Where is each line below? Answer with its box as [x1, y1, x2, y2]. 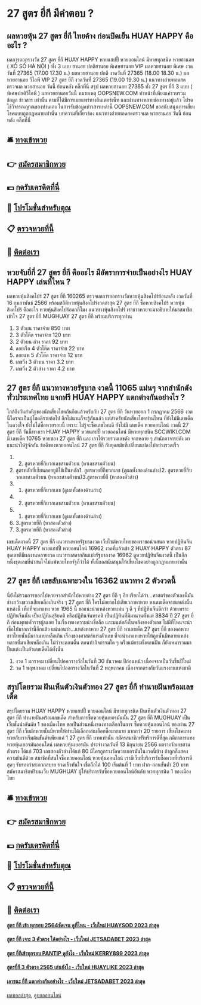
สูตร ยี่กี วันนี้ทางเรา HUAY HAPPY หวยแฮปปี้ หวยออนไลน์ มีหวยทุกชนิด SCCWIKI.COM [7, 428, 191, 435]
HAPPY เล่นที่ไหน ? [7, 276, 71, 287]
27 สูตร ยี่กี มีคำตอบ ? [7, 7, 94, 20]
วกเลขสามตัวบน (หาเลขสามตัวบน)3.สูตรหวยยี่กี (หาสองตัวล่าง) [15, 473, 139, 480]
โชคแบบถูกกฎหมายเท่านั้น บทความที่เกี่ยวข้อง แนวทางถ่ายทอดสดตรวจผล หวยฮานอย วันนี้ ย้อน [7, 110, 191, 117]
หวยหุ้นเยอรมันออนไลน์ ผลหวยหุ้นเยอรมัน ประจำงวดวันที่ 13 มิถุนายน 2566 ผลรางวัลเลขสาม [7, 741, 190, 748]
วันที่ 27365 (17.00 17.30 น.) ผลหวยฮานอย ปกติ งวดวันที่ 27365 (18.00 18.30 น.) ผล [7, 69, 190, 77]
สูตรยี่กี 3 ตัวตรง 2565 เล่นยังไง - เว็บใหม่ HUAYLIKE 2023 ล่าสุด [7, 964, 144, 971]
